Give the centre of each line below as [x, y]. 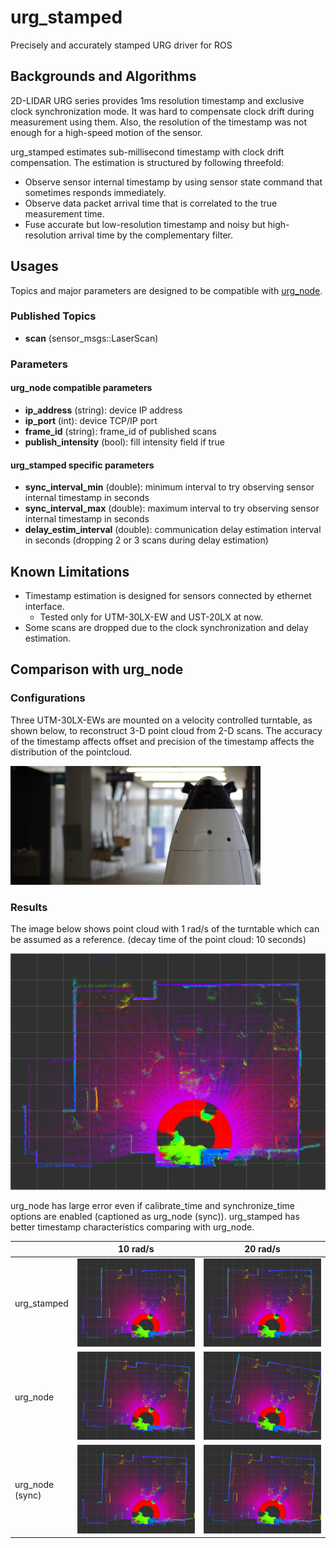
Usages [34, 266]
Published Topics [53, 316]
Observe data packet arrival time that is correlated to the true [151, 203]
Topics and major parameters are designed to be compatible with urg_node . [166, 290]
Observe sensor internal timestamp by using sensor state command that [173, 182]
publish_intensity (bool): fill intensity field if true [124, 442]
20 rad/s [262, 1249]
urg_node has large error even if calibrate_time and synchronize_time [153, 1205]
